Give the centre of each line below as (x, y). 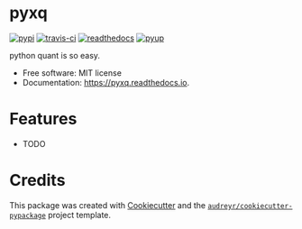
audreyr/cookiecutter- (250, 206)
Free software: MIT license (72, 73)
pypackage (28, 215)
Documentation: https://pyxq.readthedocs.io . (106, 82)
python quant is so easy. (55, 55)
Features (43, 119)
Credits (37, 181)
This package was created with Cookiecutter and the (108, 205)
